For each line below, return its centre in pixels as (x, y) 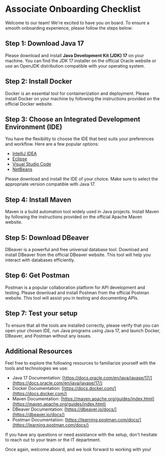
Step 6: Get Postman (37, 276)
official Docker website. (29, 104)
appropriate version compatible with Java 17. (50, 184)
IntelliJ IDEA (24, 153)
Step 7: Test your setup (41, 314)
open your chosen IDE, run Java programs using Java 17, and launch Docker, (83, 330)
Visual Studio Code (32, 164)
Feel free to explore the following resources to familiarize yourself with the (81, 363)
